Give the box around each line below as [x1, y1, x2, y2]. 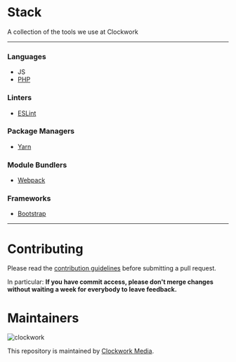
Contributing [7, 241, 84, 257]
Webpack [17, 176, 46, 185]
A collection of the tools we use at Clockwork [7, 27, 138, 36]
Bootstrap [17, 209, 46, 218]
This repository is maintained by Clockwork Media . [7, 347, 155, 356]
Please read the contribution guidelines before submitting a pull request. [7, 264, 216, 273]
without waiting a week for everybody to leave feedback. [7, 285, 177, 294]
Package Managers [7, 126, 75, 136]
